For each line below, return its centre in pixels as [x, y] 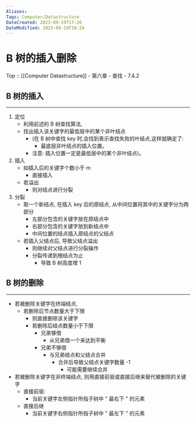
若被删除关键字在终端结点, [46, 303]
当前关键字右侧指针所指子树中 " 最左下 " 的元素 [88, 413]
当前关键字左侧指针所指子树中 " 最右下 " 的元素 [88, 399]
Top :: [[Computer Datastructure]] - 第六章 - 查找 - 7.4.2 [73, 76]
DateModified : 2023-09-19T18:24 [45, 28]
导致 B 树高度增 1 [61, 263]
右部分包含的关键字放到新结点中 [70, 226]
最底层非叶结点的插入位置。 [74, 146]
